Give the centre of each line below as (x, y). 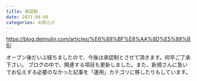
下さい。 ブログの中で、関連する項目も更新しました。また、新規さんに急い (97, 65)
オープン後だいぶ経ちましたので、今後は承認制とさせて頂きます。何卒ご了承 (98, 58)
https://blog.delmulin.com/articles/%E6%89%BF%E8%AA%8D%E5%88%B (98, 39)
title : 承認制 (22, 11)
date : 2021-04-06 (27, 17)
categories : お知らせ (31, 22)
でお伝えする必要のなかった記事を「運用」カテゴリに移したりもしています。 (98, 72)
